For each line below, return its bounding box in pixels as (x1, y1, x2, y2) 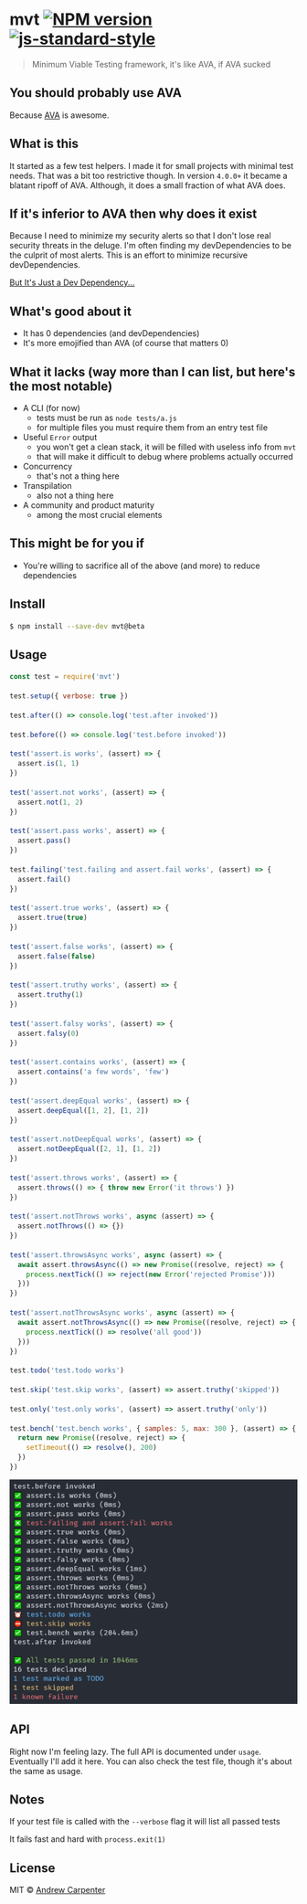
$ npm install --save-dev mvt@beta (9, 621, 145, 630)
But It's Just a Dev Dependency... (9, 277, 135, 288)
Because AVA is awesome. (9, 110, 110, 121)
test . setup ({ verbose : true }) (9, 692, 129, 701)
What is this (9, 136, 79, 152)
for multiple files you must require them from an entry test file (36, 422, 268, 433)
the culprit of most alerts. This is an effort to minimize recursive (9, 249, 249, 260)
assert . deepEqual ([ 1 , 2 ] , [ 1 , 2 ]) (17, 1105, 149, 1115)
